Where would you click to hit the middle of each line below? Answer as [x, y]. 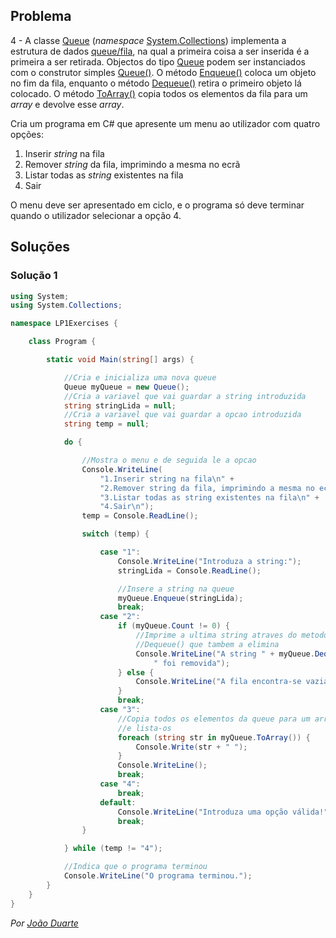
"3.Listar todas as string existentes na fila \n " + [209, 497]
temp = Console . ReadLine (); [140, 516]
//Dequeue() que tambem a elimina [207, 644]
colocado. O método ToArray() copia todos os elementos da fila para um [159, 93]
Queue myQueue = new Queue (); [126, 387]
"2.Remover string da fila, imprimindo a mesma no [207, 488]
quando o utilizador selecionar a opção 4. [96, 215]
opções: [27, 134]
